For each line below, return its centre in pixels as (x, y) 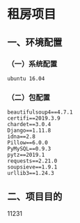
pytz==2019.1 (26, 155)
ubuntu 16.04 (26, 78)
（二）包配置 (29, 97)
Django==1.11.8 (29, 131)
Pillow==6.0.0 (28, 143)
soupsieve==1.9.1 (32, 167)
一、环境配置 (35, 42)
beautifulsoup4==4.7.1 (40, 112)
